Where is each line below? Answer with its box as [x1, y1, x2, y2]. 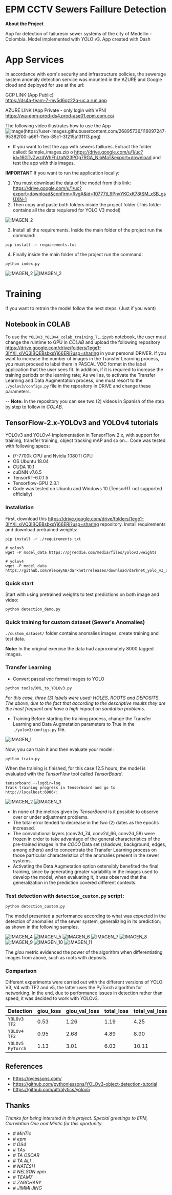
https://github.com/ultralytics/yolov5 [12, 1087, 90, 1093]
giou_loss [37, 1008, 61, 1015]
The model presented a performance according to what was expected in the [5, 913, 166, 919]
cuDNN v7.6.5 [12, 469, 42, 475]
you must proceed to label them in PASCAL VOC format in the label [5, 361, 146, 367]
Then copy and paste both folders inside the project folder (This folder [12, 201, 162, 207]
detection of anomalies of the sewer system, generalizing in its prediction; [5, 918, 161, 924]
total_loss [104, 1008, 129, 1015]
